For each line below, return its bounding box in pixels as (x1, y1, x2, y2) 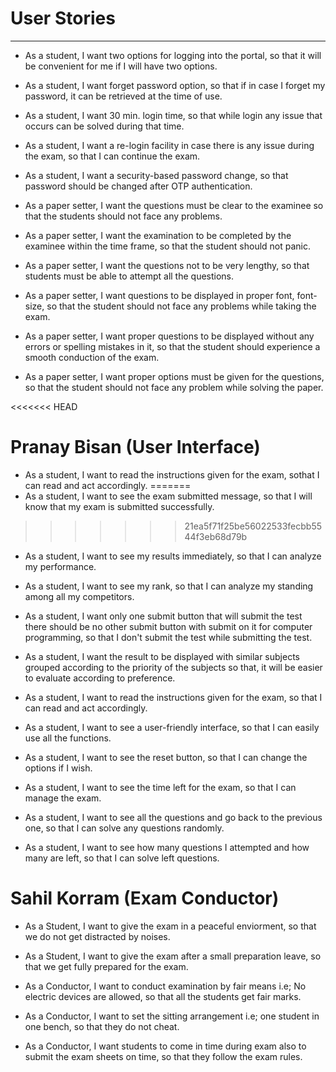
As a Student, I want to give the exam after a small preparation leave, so (24, 950, 322, 962)
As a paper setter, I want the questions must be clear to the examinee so (24, 199, 324, 211)
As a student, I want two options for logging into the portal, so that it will (24, 49, 322, 61)
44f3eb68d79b (184, 530, 248, 542)
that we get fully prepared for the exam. (24, 960, 189, 972)
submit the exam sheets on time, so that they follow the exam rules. (24, 1050, 303, 1062)
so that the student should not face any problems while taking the (46, 300, 317, 312)
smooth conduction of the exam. (24, 351, 160, 363)
